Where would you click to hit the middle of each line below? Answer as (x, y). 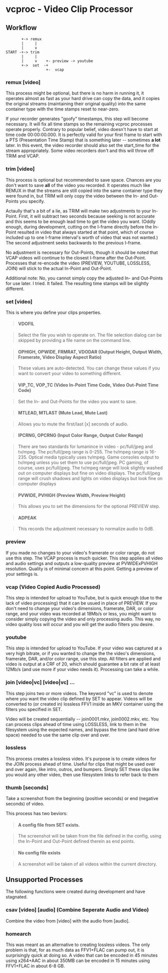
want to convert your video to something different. (70, 373)
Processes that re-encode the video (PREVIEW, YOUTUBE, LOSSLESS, (78, 263)
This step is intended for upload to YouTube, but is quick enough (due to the (84, 597)
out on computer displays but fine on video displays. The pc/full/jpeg (89, 473)
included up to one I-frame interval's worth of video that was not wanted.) (82, 237)
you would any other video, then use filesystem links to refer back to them (82, 774)
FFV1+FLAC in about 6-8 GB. (35, 965)
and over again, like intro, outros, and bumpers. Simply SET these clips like (82, 769)
